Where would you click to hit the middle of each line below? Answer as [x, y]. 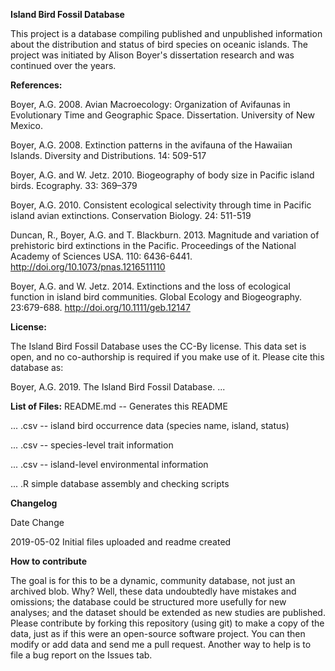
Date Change [37, 522]
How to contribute [49, 561]
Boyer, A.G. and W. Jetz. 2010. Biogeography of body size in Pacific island [162, 175]
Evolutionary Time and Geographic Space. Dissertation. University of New [162, 115]
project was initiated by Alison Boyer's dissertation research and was [152, 55]
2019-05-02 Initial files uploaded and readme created [121, 542]
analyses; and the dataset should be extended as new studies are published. [168, 612]
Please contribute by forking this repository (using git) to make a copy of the [167, 623]
